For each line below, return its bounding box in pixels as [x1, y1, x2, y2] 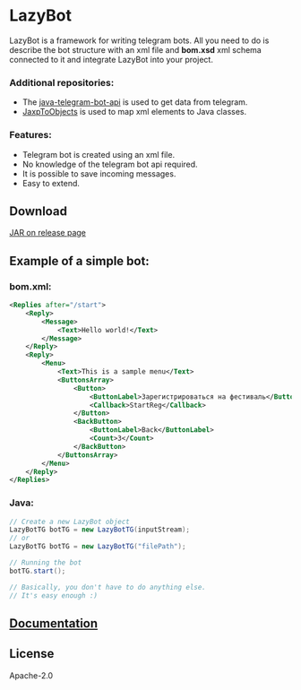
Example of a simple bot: [9, 253, 150, 269]
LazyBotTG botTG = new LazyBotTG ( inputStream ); [9, 525, 191, 534]
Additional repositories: [9, 76, 115, 89]
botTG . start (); [9, 566, 66, 575]
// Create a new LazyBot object [9, 517, 130, 526]
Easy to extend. [21, 177, 81, 188]
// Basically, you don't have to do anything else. [9, 582, 206, 591]
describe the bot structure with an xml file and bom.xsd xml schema [9, 44, 262, 55]
